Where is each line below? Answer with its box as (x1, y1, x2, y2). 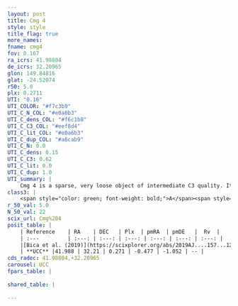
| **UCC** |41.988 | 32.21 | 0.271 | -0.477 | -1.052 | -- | (20, 248, 204, 256)
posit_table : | (7, 222, 52, 229)
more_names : (7, 37, 42, 44)
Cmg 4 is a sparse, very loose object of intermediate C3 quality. (20, 182, 223, 189)
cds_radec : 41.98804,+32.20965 (7, 255, 100, 262)
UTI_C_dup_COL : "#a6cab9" (7, 136, 84, 143)
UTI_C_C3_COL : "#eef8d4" (7, 122, 81, 130)
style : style (7, 23, 46, 31)
